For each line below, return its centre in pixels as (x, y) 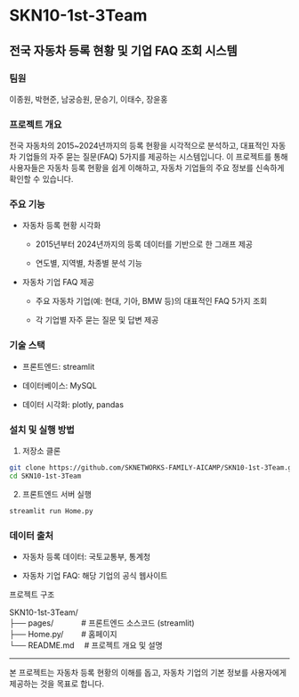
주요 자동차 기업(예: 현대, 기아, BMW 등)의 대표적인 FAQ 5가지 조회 (151, 301)
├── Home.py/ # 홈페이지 (63, 634)
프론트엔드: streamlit (58, 366)
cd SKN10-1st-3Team (45, 476)
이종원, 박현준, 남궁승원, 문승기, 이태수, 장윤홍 (89, 99)
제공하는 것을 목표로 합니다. (57, 684)
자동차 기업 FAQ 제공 (58, 283)
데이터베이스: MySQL (60, 385)
